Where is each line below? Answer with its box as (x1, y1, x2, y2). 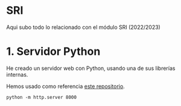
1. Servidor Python (6, 45, 101, 58)
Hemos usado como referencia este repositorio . (6, 83, 125, 90)
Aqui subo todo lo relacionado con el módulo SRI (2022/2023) (6, 23, 161, 31)
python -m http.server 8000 (6, 94, 77, 100)
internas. (6, 70, 28, 78)
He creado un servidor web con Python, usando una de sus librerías (6, 64, 176, 72)
